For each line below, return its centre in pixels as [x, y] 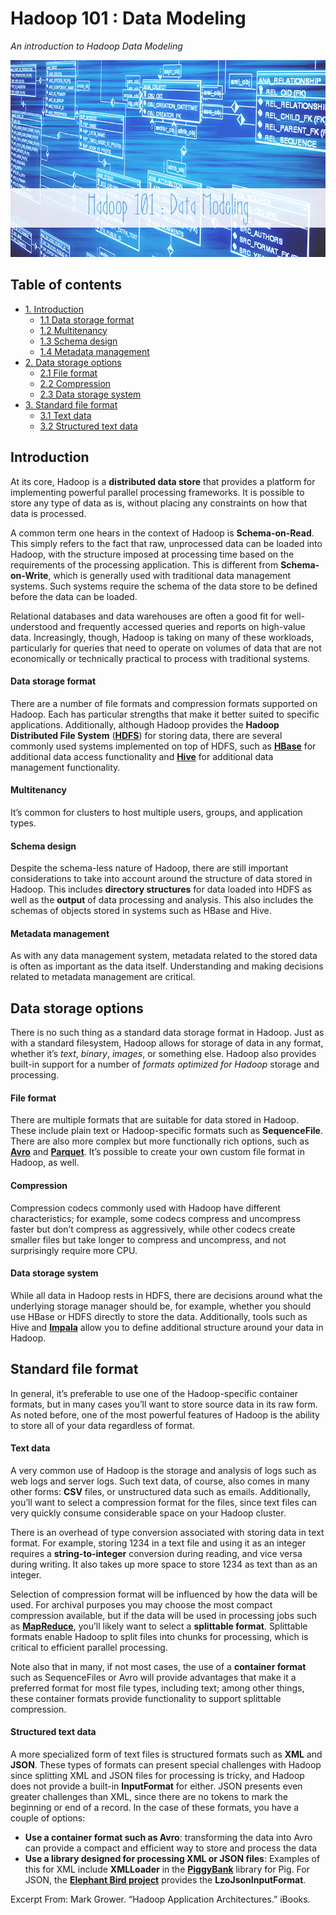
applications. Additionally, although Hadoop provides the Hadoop [145, 724]
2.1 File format [68, 373]
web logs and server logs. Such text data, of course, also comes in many [160, 1481]
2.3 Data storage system [90, 394]
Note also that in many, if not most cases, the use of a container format [158, 1666]
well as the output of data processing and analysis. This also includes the [162, 900]
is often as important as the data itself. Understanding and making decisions [167, 966]
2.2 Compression [75, 383]
